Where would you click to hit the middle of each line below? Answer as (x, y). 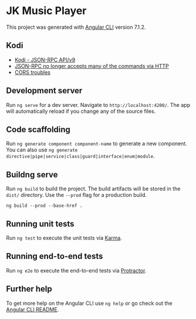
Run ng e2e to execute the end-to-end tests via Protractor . (76, 270)
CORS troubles (33, 72)
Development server (44, 91)
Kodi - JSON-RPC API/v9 (45, 59)
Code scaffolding (38, 130)
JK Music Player (46, 11)
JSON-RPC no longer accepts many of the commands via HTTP (92, 66)
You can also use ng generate (42, 150)
